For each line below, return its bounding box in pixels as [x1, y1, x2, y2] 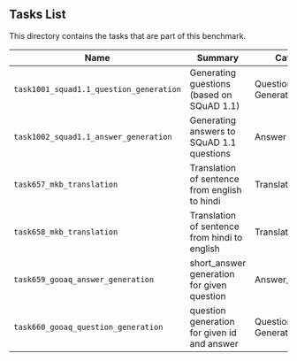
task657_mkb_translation [13, 179, 118, 189]
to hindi [189, 195, 221, 207]
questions [189, 147, 232, 159]
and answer [189, 337, 239, 349]
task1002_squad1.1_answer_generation [13, 132, 172, 142]
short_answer [189, 257, 247, 269]
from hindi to [189, 231, 243, 243]
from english [189, 183, 242, 196]
